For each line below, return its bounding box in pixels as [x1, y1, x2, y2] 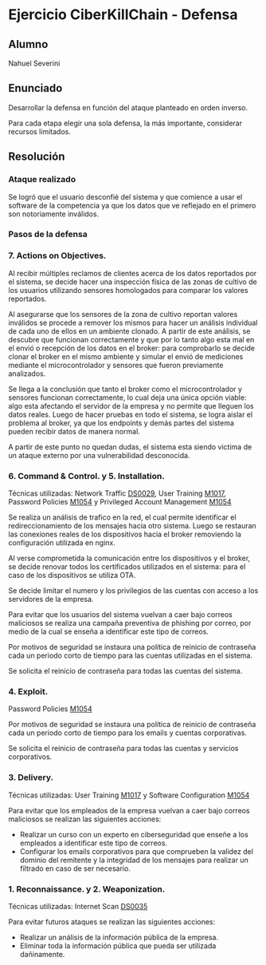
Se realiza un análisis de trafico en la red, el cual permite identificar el [8, 512, 237, 522]
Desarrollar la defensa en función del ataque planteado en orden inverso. [8, 102, 248, 113]
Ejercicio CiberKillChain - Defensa [8, 6, 238, 24]
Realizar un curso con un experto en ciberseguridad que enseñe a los [19, 829, 248, 839]
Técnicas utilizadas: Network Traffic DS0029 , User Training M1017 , [8, 488, 227, 498]
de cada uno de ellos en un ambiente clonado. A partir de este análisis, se [8, 326, 251, 336]
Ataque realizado [8, 174, 76, 185]
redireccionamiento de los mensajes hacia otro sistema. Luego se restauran [8, 521, 256, 531]
